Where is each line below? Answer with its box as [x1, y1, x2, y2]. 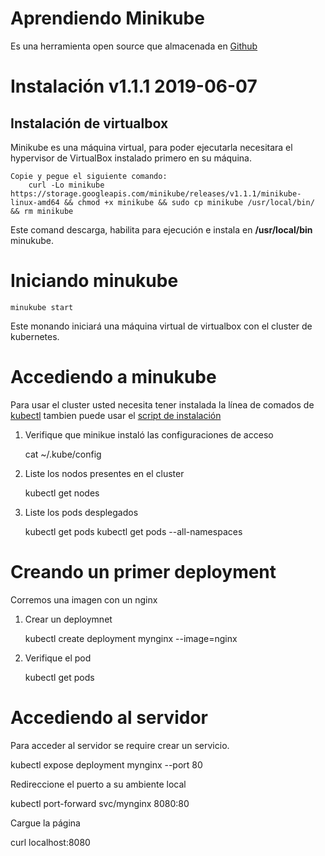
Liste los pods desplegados [24, 506, 139, 518]
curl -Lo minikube [28, 180, 105, 190]
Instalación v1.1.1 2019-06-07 [10, 75, 258, 98]
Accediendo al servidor [10, 706, 208, 729]
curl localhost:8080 [10, 836, 91, 848]
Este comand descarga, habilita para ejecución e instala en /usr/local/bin [10, 223, 313, 236]
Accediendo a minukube [10, 366, 217, 389]
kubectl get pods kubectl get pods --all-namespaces [24, 525, 243, 537]
